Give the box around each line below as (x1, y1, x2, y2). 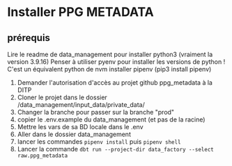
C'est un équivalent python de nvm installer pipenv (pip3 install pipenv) (7, 65, 212, 73)
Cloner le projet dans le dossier (17, 93, 108, 101)
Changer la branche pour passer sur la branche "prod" (17, 108, 175, 116)
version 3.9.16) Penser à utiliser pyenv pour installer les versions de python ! (7, 58, 226, 66)
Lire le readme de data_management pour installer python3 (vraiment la (7, 50, 213, 58)
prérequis (7, 32, 51, 44)
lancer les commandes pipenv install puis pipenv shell (17, 138, 181, 146)
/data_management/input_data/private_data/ (17, 101, 145, 108)
